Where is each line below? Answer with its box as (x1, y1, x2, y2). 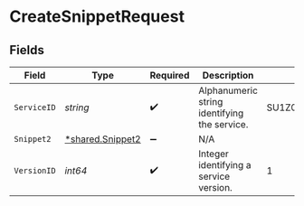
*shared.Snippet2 (64, 133, 142, 145)
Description (202, 70, 254, 81)
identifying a (198, 159, 252, 171)
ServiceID (14, 102, 56, 112)
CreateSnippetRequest (9, 6, 185, 27)
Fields (9, 42, 45, 58)
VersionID (14, 165, 56, 175)
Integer (198, 147, 229, 160)
